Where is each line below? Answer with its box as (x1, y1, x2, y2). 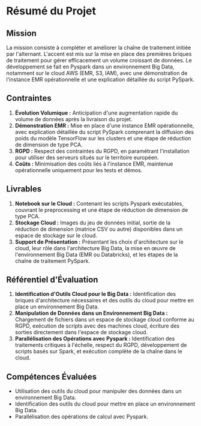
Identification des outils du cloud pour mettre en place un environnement (14, 400, 196, 407)
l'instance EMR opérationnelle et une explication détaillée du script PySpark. (6, 76, 195, 83)
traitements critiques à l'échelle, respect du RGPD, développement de (14, 341, 187, 349)
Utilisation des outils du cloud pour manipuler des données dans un (14, 388, 182, 395)
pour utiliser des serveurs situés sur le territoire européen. (14, 154, 159, 161)
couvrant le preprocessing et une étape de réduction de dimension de (14, 206, 188, 214)
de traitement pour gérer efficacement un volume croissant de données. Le (6, 57, 192, 64)
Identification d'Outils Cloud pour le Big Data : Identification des (14, 290, 176, 298)
